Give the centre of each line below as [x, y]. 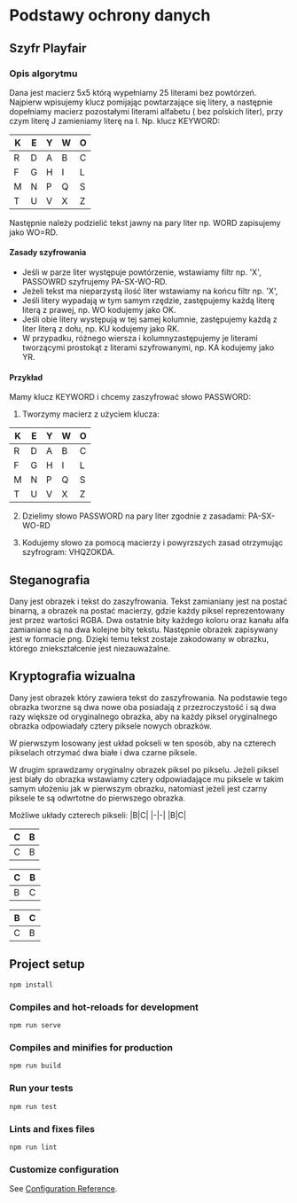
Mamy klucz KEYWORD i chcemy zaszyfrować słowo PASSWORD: [130, 397]
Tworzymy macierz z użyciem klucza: [90, 414]
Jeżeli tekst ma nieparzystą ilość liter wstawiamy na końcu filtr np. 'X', [150, 291]
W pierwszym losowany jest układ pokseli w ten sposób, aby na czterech [143, 743]
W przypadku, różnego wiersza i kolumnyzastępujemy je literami [140, 339]
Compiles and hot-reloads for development [104, 1007]
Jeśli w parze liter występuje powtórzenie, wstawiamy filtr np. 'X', [141, 272]
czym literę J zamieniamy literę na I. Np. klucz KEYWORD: [115, 121]
